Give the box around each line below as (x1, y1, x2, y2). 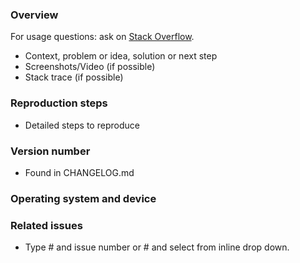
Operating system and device (10, 191, 157, 205)
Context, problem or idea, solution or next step (24, 50, 218, 62)
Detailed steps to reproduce (24, 119, 140, 131)
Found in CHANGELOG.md (24, 166, 135, 178)
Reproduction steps (10, 96, 108, 110)
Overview (10, 8, 59, 22)
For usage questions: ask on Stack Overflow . (10, 31, 195, 43)
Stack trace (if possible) (24, 71, 124, 83)
